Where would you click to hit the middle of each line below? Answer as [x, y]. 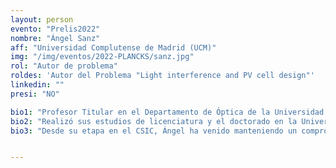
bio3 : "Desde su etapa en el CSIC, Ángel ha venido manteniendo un [154, 131]
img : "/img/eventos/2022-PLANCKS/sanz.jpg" [102, 57]
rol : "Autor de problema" [64, 66]
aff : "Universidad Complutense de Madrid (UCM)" [113, 47]
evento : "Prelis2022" [55, 29]
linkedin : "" [37, 85]
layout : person [42, 19]
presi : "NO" [35, 94]
